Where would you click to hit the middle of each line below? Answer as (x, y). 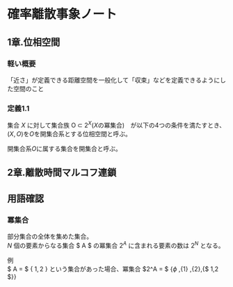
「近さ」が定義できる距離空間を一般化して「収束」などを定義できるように (114, 80)
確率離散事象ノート (62, 14)
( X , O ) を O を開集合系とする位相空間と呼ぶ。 (70, 133)
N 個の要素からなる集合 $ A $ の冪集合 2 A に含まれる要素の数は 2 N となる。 (116, 245)
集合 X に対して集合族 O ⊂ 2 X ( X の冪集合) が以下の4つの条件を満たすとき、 (116, 124)
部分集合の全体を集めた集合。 (50, 236)
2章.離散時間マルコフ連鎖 (62, 173)
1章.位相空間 (34, 42)
